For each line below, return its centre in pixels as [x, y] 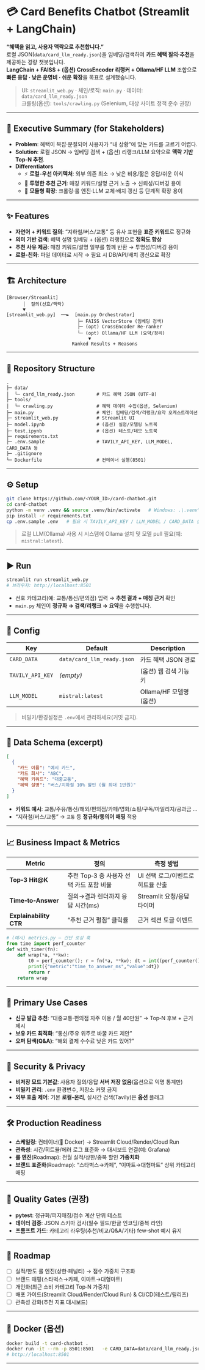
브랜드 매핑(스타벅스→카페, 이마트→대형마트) [69, 1279]
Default [97, 648]
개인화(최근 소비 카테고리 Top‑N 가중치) [62, 1287]
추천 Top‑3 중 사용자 [95, 876]
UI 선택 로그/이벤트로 [166, 876]
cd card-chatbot [27, 504]
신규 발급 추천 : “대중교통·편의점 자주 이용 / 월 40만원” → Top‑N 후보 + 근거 [104, 1018]
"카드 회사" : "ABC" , [41, 774]
